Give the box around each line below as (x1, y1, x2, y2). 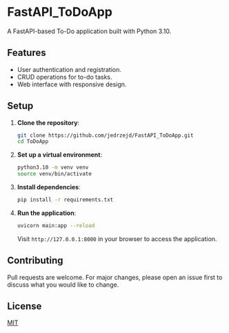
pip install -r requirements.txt (17, 196, 114, 204)
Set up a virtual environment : (17, 151, 102, 159)
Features (7, 47, 46, 59)
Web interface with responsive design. (17, 80, 127, 88)
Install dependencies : (17, 183, 81, 191)
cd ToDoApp (17, 138, 49, 145)
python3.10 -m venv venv (17, 164, 89, 171)
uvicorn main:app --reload (17, 222, 95, 229)
